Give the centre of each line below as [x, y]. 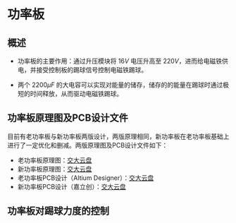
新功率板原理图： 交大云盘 [55, 169]
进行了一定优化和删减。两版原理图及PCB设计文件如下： [88, 145]
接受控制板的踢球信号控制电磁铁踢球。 [92, 70]
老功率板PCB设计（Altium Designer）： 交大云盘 [86, 178]
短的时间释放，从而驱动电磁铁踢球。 [70, 94]
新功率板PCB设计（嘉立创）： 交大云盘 [72, 186]
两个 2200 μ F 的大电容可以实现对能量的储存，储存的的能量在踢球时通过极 [123, 85]
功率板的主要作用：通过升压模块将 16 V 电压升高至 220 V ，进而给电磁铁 [120, 61]
